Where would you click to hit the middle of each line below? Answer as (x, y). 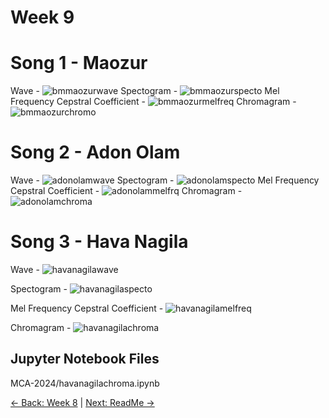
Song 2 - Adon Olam (95, 152)
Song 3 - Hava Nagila (99, 242)
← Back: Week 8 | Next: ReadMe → (82, 402)
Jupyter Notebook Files (85, 359)
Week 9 (42, 17)
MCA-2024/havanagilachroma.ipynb (85, 383)
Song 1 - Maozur (79, 63)
